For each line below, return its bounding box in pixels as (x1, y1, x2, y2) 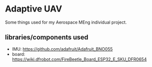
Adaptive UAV (5, 3, 62, 14)
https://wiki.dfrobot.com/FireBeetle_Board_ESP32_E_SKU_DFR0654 (12, 56, 147, 62)
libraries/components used (5, 33, 88, 41)
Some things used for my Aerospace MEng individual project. (5, 19, 127, 25)
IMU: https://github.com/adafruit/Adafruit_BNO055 (12, 46, 113, 52)
